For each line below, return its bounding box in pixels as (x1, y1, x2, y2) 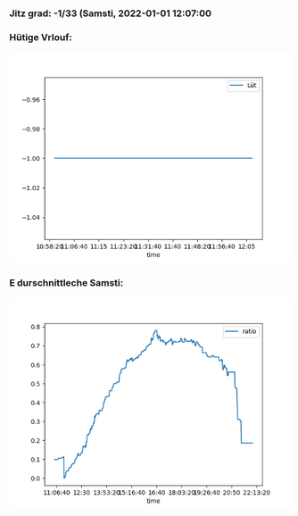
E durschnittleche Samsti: (9, 277, 124, 289)
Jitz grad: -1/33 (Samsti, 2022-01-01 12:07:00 (9, 7, 212, 20)
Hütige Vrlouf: (9, 30, 73, 43)
